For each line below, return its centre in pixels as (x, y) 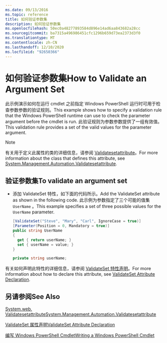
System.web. (19, 309)
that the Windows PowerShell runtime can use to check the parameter (78, 116)
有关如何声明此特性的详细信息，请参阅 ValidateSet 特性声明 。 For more (78, 269)
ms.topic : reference (27, 15)
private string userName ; (39, 258)
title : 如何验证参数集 (26, 19)
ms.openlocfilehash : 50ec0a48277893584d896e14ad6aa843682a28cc (73, 29)
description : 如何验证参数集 (33, 24)
